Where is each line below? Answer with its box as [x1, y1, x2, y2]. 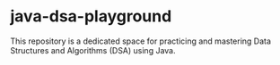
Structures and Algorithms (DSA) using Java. [10, 45, 176, 55]
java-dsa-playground [10, 6, 172, 27]
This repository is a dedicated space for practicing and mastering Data [10, 36, 272, 46]
